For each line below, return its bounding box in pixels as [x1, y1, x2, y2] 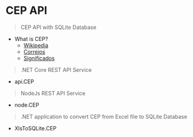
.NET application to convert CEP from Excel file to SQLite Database [20, 113, 188, 120]
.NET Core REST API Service [20, 66, 92, 73]
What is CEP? [14, 35, 48, 42]
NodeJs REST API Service [20, 89, 86, 97]
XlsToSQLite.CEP [14, 124, 57, 132]
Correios [23, 48, 46, 55]
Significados [23, 54, 55, 62]
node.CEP [14, 101, 40, 109]
